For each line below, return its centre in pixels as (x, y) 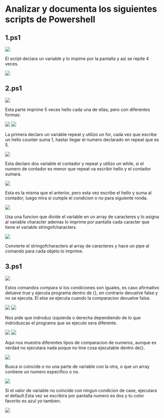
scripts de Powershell (50, 19)
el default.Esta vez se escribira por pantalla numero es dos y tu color (75, 395)
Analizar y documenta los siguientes (81, 9)
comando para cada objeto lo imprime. (44, 251)
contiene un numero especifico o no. (42, 371)
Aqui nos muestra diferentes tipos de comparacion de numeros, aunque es (81, 342)
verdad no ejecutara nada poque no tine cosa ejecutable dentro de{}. (75, 348)
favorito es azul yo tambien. (33, 401)
